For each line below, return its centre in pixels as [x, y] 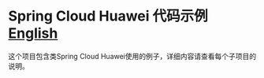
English [33, 33]
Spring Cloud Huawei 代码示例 [108, 16]
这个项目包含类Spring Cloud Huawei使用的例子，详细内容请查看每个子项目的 [132, 56]
